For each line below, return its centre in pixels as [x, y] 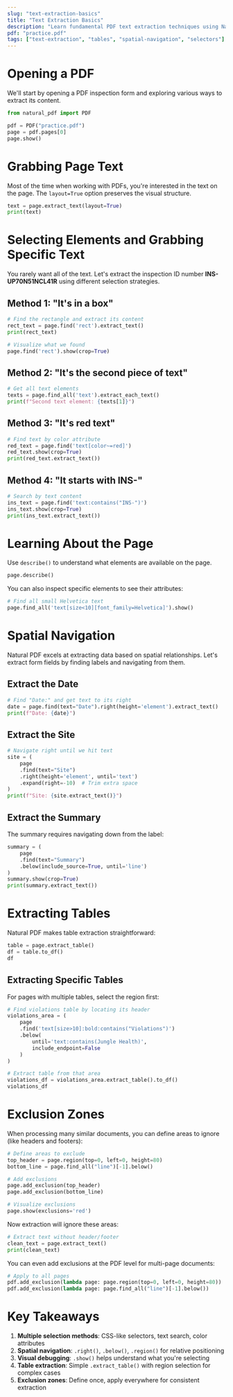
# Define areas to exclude [46, 1153]
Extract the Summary [54, 818]
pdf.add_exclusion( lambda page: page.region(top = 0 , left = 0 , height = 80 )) [114, 1282]
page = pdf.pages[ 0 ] [37, 132]
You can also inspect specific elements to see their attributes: [95, 589]
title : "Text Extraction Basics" [55, 20]
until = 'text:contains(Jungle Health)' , [90, 1042]
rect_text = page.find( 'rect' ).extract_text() [76, 326]
